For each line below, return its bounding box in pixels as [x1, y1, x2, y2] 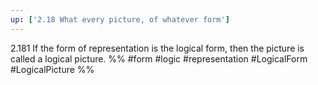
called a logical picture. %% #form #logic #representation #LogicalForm [10, 52, 308, 65]
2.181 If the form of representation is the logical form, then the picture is [10, 42, 305, 54]
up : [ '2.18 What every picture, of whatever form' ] [10, 14, 230, 25]
